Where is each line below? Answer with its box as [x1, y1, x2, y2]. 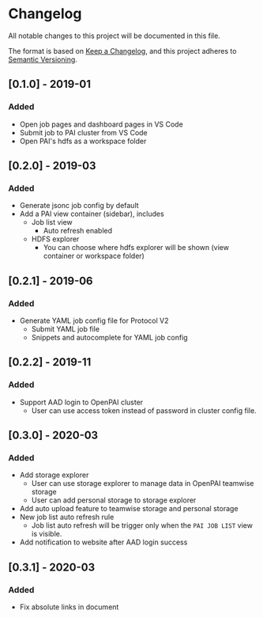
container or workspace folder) [43, 251, 145, 261]
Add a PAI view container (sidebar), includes [19, 209, 164, 218]
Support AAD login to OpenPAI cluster [19, 397, 144, 407]
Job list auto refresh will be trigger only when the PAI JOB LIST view [31, 521, 253, 530]
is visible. [31, 529, 62, 539]
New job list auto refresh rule [19, 512, 115, 522]
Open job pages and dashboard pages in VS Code [19, 119, 183, 129]
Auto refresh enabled [43, 226, 113, 236]
